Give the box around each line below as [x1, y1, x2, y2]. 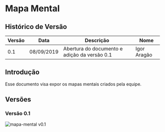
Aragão [135, 52, 153, 58]
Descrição [84, 37, 110, 44]
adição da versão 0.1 [63, 52, 112, 58]
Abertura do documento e [63, 45, 123, 52]
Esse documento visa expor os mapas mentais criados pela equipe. [5, 81, 141, 87]
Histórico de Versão [5, 23, 67, 31]
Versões [5, 95, 31, 104]
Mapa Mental [5, 3, 60, 14]
